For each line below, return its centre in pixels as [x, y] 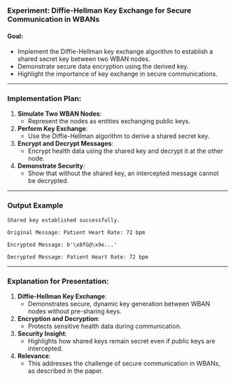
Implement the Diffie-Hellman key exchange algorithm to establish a [115, 52]
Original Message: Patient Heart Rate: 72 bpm [76, 232]
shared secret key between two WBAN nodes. [84, 59]
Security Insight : [42, 334]
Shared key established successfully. [64, 220]
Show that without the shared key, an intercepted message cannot [123, 173]
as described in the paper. [65, 371]
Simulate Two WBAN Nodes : [59, 114]
